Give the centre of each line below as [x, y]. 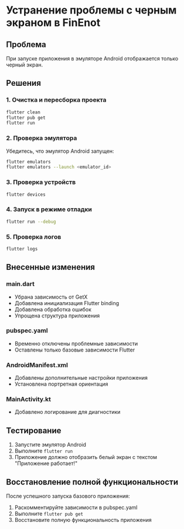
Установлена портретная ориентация [61, 384]
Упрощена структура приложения [57, 316]
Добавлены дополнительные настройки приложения [81, 378]
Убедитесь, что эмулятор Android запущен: [60, 151]
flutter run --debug [31, 222]
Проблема [26, 44]
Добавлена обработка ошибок [53, 309]
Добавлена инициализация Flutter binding [67, 303]
